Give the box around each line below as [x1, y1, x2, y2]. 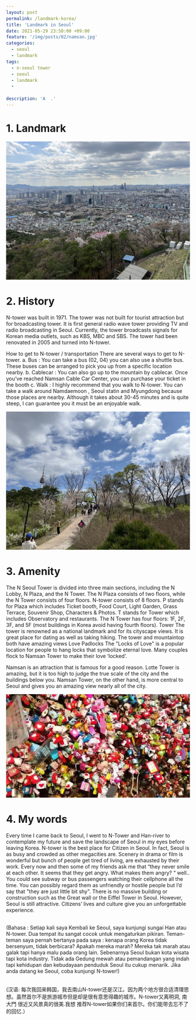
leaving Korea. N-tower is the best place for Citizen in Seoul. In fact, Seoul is [6, 845, 190, 852]
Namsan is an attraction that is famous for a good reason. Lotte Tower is [6, 664, 180, 671]
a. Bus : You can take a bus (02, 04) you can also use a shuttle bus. [22, 356, 184, 363]
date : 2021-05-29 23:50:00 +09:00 [6, 28, 90, 34]
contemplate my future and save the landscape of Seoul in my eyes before [6, 838, 185, 845]
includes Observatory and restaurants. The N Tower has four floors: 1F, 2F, [6, 615, 185, 622]
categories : [6, 40, 35, 46]
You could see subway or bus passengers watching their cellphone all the [6, 876, 184, 883]
